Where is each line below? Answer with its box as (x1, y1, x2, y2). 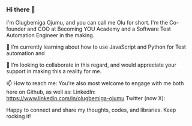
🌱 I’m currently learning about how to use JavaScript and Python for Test (6, 43, 186, 50)
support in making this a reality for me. (6, 68, 102, 75)
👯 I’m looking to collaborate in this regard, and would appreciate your (6, 61, 177, 68)
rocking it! (6, 113, 31, 120)
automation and (6, 50, 45, 57)
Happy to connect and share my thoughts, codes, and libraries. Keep (6, 106, 176, 113)
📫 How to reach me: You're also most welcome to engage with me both (6, 80, 184, 87)
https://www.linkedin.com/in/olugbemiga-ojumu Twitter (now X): (6, 95, 166, 102)
